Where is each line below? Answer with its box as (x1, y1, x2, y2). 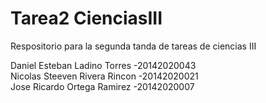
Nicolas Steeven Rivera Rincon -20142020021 (10, 70, 199, 82)
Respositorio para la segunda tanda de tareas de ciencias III (10, 40, 257, 52)
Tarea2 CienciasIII (10, 7, 163, 30)
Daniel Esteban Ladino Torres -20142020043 (10, 59, 197, 71)
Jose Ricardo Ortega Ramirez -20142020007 (10, 80, 195, 92)
